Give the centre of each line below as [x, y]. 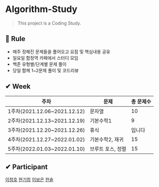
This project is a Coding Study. [49, 23]
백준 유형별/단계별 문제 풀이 [39, 64]
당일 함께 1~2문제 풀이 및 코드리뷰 [45, 70]
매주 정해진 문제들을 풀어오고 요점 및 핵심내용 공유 [61, 52]
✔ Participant [26, 167]
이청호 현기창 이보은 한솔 [29, 179]
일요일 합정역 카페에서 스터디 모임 [45, 58]
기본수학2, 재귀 [107, 139]
